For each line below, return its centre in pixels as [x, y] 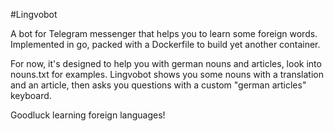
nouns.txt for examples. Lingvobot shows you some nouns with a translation [167, 74]
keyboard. [31, 95]
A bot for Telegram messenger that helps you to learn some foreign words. [164, 33]
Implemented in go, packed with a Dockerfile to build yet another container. [165, 44]
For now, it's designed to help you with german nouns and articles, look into [166, 63]
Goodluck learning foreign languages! [88, 115]
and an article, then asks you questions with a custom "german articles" [158, 85]
